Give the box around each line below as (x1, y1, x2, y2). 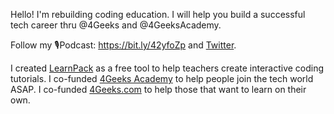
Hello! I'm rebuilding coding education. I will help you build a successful (10, 9, 306, 20)
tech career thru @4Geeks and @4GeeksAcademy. (10, 19, 222, 31)
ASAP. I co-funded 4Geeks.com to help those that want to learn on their (10, 84, 307, 95)
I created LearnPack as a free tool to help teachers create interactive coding (10, 62, 325, 74)
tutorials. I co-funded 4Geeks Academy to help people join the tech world (10, 73, 314, 84)
